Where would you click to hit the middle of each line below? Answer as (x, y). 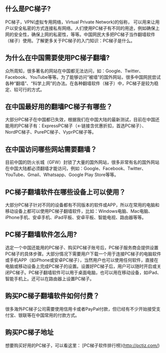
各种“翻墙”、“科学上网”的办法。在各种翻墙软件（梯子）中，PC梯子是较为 (80, 83)
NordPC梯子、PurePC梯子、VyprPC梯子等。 (51, 132)
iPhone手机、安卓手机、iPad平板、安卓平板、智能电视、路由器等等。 (76, 217)
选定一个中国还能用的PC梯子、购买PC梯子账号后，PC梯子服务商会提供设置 (82, 247)
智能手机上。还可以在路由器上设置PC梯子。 (50, 279)
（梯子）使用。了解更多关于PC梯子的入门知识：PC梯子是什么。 (70, 40)
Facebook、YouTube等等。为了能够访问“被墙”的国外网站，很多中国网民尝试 (83, 77)
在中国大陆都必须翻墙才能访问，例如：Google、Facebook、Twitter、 (76, 169)
